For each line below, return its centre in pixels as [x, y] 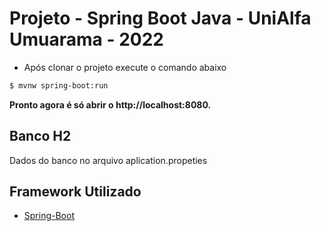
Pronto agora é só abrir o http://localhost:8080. [110, 104]
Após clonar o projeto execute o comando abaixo [125, 67]
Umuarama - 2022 [86, 39]
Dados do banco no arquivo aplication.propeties [108, 160]
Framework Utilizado [75, 192]
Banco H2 [40, 136]
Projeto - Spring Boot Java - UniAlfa [160, 18]
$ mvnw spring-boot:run [59, 85]
